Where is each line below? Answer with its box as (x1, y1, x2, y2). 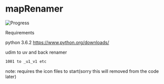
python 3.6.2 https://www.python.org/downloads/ (5, 39, 110, 46)
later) (5, 73, 17, 79)
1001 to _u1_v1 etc (5, 59, 47, 64)
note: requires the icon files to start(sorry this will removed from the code (5, 68, 159, 74)
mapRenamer (5, 3, 64, 15)
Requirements (5, 29, 35, 35)
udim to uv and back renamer (5, 49, 67, 55)
